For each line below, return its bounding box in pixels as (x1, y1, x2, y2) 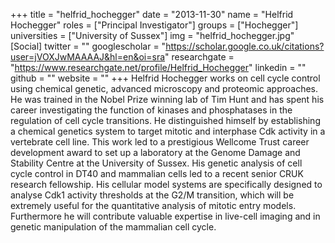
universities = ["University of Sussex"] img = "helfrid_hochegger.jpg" (10, 30, 295, 41)
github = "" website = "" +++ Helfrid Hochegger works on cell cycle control (10, 72, 321, 84)
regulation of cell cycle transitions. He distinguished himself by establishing (10, 115, 321, 126)
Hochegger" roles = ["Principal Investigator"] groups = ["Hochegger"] (10, 19, 299, 31)
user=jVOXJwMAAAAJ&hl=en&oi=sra (10, 51, 166, 63)
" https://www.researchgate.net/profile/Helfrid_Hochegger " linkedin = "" (10, 62, 307, 73)
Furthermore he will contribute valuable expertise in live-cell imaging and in (10, 210, 321, 222)
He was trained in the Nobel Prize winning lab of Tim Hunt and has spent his (10, 94, 325, 105)
